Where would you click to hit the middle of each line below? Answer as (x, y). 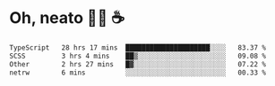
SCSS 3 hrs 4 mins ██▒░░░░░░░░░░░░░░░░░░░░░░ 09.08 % (138, 56)
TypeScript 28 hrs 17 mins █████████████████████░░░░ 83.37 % (138, 47)
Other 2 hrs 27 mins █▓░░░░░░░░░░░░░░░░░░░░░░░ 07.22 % (138, 64)
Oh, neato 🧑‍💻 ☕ (67, 18)
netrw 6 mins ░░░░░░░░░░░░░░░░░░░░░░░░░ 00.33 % (138, 73)
